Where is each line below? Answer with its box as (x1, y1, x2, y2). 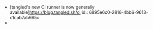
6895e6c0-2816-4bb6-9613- (89, 9, 149, 15)
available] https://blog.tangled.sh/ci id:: (9, 9, 88, 15)
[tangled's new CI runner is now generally (9, 4, 95, 10)
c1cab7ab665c (9, 15, 39, 20)
